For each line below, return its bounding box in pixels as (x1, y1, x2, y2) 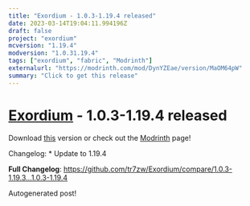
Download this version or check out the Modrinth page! (8, 133, 191, 142)
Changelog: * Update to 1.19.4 (8, 148, 107, 158)
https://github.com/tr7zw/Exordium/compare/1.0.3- (63, 164, 233, 174)
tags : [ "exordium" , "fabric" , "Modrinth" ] (8, 57, 153, 65)
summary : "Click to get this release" (8, 72, 138, 80)
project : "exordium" (8, 34, 78, 43)
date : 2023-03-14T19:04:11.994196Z (8, 19, 128, 27)
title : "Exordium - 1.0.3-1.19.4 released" (8, 11, 157, 20)
